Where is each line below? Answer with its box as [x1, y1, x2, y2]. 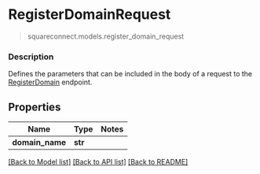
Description [8, 51, 54, 62]
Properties [8, 100, 61, 113]
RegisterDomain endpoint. [8, 77, 93, 87]
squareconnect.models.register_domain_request [27, 31, 185, 41]
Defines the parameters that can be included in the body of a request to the [8, 69, 253, 79]
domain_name [12, 137, 67, 148]
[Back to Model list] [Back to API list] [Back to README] [8, 157, 189, 167]
